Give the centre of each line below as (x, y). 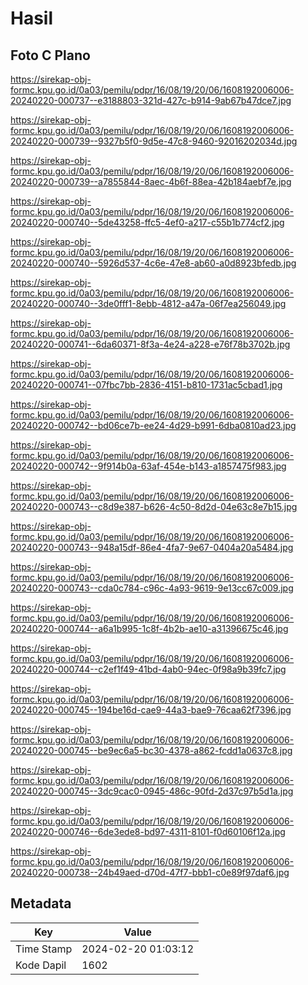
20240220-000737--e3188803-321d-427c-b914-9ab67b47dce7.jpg (151, 100)
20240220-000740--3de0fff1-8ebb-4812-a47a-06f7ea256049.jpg (148, 303)
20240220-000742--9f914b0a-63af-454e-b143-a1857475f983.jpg (148, 466)
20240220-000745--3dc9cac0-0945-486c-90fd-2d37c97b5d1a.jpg (152, 791)
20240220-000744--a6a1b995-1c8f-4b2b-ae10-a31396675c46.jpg (149, 628)
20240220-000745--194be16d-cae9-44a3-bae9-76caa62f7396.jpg (151, 710)
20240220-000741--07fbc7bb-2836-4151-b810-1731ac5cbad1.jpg (146, 385)
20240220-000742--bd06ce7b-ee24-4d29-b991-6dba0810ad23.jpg (153, 425)
